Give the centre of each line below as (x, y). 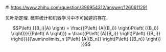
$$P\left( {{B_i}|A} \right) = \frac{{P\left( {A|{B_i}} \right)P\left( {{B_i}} (86, 28)
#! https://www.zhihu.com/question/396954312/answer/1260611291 (76, 7)
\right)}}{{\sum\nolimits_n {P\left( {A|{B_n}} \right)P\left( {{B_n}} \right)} (86, 39)
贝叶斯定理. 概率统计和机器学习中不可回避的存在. (57, 18)
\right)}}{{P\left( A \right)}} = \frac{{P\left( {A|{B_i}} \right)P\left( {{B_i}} (86, 33)
